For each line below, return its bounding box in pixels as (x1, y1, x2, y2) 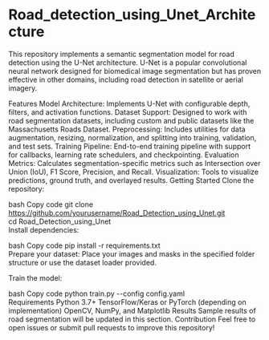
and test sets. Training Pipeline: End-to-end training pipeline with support (8, 141, 251, 151)
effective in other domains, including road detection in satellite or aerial (8, 75, 243, 84)
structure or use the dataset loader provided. (8, 257, 157, 267)
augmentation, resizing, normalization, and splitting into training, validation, (8, 132, 257, 142)
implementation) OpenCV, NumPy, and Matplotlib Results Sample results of (8, 306, 257, 315)
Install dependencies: (8, 225, 79, 234)
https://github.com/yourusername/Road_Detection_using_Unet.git (8, 208, 226, 217)
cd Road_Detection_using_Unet (8, 217, 112, 226)
